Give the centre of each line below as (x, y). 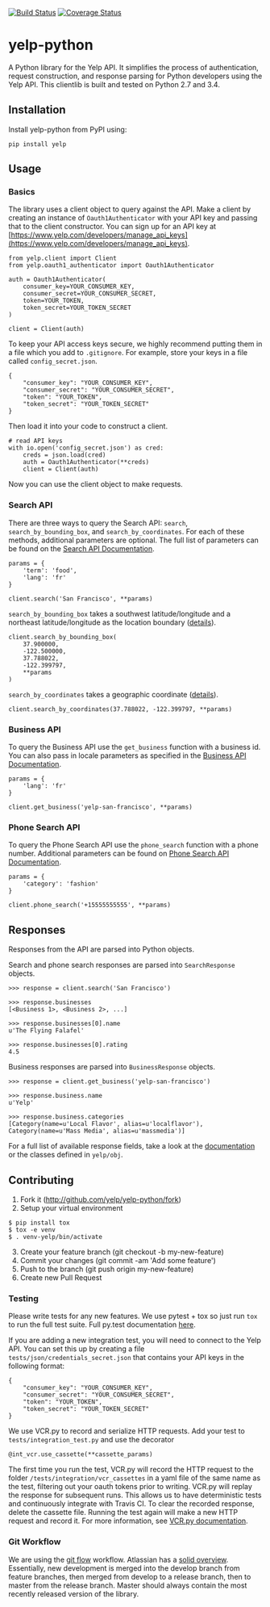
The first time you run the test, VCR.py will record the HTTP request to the (131, 1470)
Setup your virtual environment (71, 1207)
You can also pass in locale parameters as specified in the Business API (127, 755)
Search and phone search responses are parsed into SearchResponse (122, 965)
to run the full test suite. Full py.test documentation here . (102, 1325)
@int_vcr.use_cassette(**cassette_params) (81, 1454)
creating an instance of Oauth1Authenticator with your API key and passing (133, 218)
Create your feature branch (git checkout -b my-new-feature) (122, 1252)
